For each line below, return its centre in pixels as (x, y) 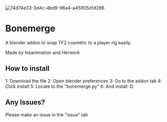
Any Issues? (25, 102)
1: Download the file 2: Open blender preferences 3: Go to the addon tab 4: (83, 81)
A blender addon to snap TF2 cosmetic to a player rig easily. (68, 42)
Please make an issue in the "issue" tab (47, 114)
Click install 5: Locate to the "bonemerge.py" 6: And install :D (69, 86)
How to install (27, 69)
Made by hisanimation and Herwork (43, 52)
